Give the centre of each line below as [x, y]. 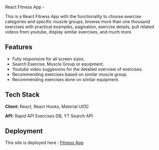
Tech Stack [22, 95]
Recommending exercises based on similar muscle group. [70, 74]
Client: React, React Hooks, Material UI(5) [47, 106]
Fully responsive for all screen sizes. [48, 59]
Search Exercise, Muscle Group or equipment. [58, 64]
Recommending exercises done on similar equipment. [66, 79]
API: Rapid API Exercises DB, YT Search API [49, 116]
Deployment [24, 131]
